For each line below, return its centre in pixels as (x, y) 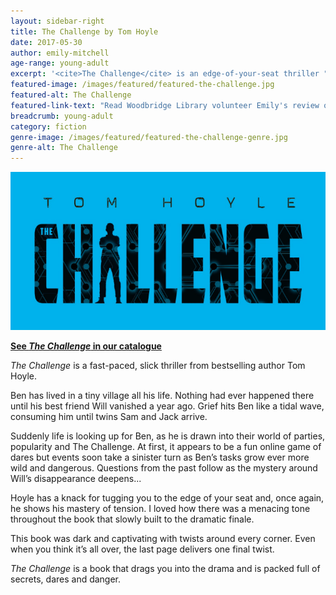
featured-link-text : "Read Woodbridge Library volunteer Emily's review (165, 105)
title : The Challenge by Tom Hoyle (84, 31)
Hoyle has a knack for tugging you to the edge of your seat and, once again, (167, 497)
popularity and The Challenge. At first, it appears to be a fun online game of (166, 446)
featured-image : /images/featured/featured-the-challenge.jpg (142, 85)
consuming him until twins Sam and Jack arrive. (109, 416)
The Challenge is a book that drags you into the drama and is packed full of (165, 568)
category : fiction (48, 126)
